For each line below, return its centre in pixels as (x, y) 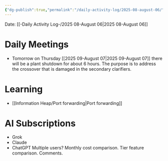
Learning (24, 89)
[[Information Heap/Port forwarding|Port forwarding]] (67, 103)
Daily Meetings (37, 44)
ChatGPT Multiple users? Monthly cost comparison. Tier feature (78, 148)
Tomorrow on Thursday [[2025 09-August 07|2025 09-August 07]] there (87, 58)
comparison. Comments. (37, 153)
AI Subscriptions (40, 123)
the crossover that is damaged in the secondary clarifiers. (71, 69)
